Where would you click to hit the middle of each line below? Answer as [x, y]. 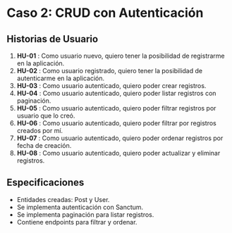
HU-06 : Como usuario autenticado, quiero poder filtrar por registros [116, 123]
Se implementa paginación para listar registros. [85, 214]
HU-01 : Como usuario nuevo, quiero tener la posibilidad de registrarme [121, 56]
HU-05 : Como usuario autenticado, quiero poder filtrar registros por [116, 108]
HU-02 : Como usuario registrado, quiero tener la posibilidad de [109, 71]
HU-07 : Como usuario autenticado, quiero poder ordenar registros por [120, 138]
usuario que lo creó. [46, 115]
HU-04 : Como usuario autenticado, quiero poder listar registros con [116, 93]
